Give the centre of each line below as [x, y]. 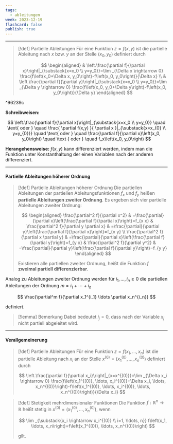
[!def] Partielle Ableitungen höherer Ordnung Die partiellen [80, 188]
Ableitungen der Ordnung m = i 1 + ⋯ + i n [48, 286]
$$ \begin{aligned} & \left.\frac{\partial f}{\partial [93, 65]
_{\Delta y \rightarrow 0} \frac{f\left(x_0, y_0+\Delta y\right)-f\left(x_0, [93, 87]
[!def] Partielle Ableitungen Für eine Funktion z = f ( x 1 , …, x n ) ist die [88, 352]
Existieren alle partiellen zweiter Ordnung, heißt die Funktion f [83, 263]
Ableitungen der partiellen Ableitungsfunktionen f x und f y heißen [86, 194]
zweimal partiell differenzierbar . [53, 269]
